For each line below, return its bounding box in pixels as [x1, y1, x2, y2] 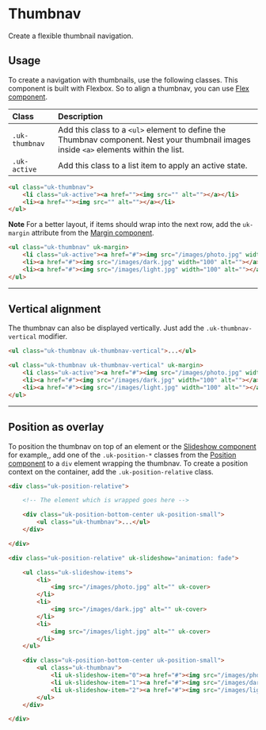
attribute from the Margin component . [31, 228, 154, 238]
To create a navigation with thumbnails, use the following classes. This [8, 75, 239, 84]
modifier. [38, 332, 68, 341]
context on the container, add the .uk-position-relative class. [8, 467, 214, 476]
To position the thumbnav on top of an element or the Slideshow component [8, 441, 256, 451]
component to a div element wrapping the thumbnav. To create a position [8, 458, 248, 468]
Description [58, 110, 103, 121]
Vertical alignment [8, 302, 101, 316]
